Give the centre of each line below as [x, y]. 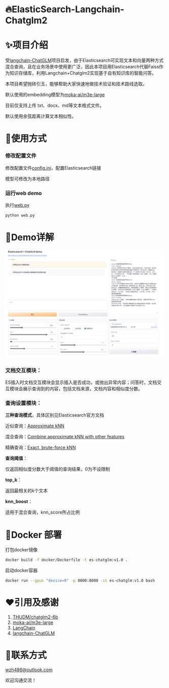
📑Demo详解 [30, 237]
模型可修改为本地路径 [27, 178]
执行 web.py [17, 205]
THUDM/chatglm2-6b [35, 617]
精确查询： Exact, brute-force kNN [40, 448]
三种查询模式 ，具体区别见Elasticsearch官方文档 [55, 415]
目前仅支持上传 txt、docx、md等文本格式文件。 [55, 106]
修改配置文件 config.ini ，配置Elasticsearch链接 [53, 168]
